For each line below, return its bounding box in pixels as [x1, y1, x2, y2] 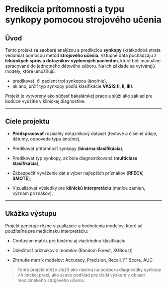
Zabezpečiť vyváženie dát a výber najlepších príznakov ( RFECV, [12, 170, 144, 176]
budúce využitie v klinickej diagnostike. [5, 98, 85, 104]
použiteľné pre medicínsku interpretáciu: [5, 228, 88, 234]
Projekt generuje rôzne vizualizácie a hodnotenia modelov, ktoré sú [5, 223, 143, 229]
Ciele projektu [5, 117, 50, 126]
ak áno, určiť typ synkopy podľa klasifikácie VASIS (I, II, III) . [12, 83, 134, 89]
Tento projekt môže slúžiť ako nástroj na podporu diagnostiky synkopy [17, 267, 162, 273]
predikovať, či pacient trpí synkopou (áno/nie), [12, 78, 108, 84]
